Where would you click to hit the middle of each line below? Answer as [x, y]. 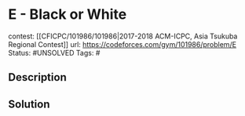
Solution [29, 104]
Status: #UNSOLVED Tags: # [54, 53]
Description [37, 77]
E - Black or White [68, 14]
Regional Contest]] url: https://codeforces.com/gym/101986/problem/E [122, 44]
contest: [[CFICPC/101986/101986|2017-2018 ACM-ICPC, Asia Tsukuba [123, 36]
